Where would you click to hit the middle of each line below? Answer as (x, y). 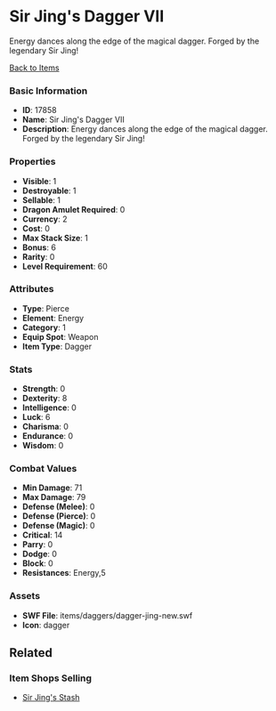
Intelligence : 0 (49, 408)
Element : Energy (53, 318)
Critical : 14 (42, 535)
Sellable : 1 (41, 200)
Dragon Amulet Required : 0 (73, 209)
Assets (25, 596)
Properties (32, 162)
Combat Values (43, 469)
